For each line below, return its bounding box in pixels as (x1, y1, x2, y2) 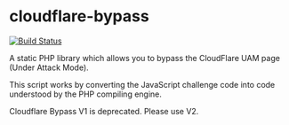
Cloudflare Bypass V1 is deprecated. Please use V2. (9, 105, 199, 116)
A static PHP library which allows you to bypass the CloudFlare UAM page (9, 52, 280, 63)
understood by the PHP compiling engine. (9, 89, 163, 99)
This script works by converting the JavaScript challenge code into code (9, 79, 276, 90)
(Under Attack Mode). (9, 62, 89, 73)
